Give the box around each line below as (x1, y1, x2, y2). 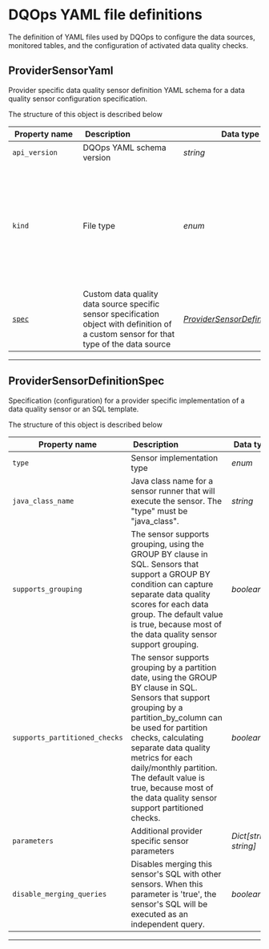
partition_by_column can (130, 712, 223, 723)
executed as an (130, 908, 188, 919)
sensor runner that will (130, 485, 215, 497)
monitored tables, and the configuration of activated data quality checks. (8, 40, 248, 50)
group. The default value (130, 608, 223, 619)
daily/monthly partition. (130, 762, 218, 773)
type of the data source (82, 339, 171, 350)
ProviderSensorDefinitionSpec (8, 375, 165, 388)
